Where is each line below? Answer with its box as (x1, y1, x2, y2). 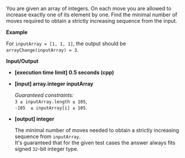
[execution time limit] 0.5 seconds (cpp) (14, 69, 114, 75)
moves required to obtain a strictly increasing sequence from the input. (6, 18, 177, 24)
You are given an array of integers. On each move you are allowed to (6, 5, 172, 12)
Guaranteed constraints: (14, 92, 74, 98)
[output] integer (14, 115, 54, 122)
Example (6, 29, 28, 36)
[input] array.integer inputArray (14, 80, 94, 87)
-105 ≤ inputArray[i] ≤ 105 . (14, 104, 88, 111)
